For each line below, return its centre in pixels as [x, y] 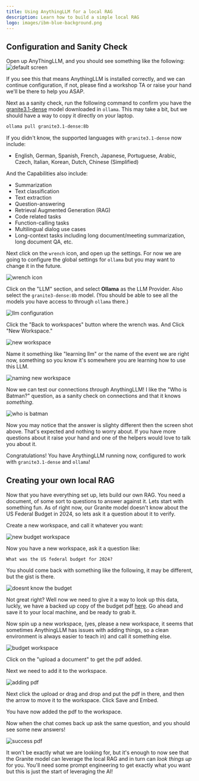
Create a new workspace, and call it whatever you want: [75, 525]
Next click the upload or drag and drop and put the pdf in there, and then [95, 694]
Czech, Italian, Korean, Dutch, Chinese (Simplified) [77, 162]
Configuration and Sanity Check [67, 47]
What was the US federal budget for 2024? [59, 559]
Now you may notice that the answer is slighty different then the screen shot [99, 425]
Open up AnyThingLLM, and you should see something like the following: [96, 61]
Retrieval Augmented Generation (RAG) [63, 210]
